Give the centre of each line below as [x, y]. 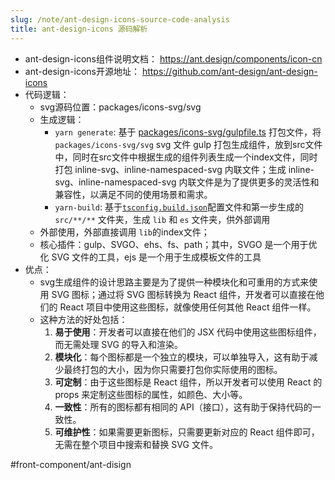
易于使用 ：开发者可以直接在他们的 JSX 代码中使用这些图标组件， [188, 332]
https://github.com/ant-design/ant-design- [229, 71]
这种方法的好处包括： [83, 319]
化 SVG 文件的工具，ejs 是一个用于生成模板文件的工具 [150, 257]
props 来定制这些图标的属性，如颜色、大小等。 [151, 394]
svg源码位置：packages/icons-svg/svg [120, 107]
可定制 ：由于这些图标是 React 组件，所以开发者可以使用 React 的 [188, 382]
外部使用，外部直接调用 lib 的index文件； [124, 232]
